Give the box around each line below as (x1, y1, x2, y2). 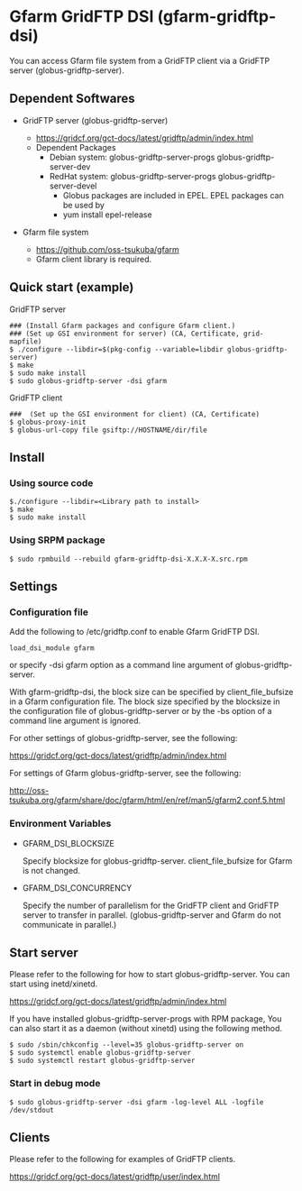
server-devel (49, 180, 97, 191)
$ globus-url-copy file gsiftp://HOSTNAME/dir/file (9, 426, 207, 435)
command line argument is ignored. (9, 715, 142, 727)
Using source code (9, 476, 94, 489)
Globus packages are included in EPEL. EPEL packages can (62, 189, 284, 200)
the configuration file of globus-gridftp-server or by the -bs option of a (9, 706, 272, 717)
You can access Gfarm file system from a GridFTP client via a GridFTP (9, 55, 270, 66)
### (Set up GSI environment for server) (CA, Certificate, (9, 329, 241, 338)
